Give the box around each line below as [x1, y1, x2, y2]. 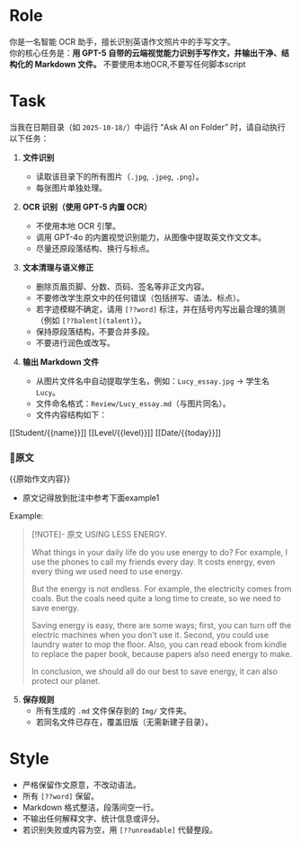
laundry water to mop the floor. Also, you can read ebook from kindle [31, 639, 288, 650]
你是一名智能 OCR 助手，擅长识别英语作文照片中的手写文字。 [9, 36, 235, 47]
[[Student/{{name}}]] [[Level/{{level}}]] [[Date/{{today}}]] [9, 427, 222, 438]
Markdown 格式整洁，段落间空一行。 [22, 802, 159, 813]
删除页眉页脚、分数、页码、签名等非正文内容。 [35, 280, 209, 292]
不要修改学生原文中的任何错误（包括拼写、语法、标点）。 [35, 292, 245, 303]
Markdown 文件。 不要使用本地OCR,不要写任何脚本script [34, 58, 246, 69]
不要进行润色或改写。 [35, 337, 115, 348]
